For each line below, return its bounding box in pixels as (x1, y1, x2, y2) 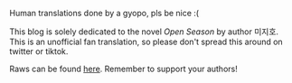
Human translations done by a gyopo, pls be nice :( (9, 8, 200, 18)
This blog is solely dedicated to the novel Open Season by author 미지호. (9, 26, 278, 37)
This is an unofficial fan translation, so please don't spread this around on (9, 36, 283, 47)
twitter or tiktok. (9, 46, 69, 57)
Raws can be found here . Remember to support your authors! (9, 63, 238, 74)
